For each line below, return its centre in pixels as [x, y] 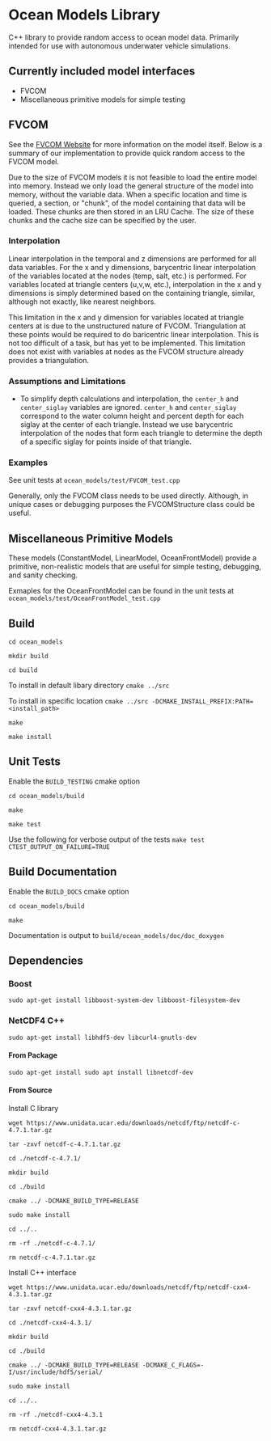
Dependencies [46, 961]
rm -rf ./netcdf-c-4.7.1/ [52, 1244]
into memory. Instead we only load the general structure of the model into [131, 186]
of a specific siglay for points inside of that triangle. [106, 442]
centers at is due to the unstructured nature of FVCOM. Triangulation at [127, 326]
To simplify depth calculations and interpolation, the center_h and [129, 399]
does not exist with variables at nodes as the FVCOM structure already [126, 351]
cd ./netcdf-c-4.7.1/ [45, 1159]
